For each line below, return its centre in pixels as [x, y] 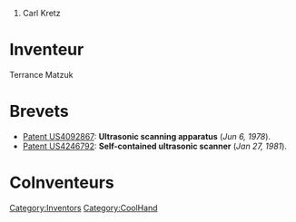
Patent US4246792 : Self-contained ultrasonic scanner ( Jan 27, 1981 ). [155, 146]
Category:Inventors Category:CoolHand [84, 208]
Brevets [39, 111]
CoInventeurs [62, 183]
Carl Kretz [41, 13]
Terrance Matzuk [41, 74]
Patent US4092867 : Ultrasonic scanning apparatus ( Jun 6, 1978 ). [146, 136]
